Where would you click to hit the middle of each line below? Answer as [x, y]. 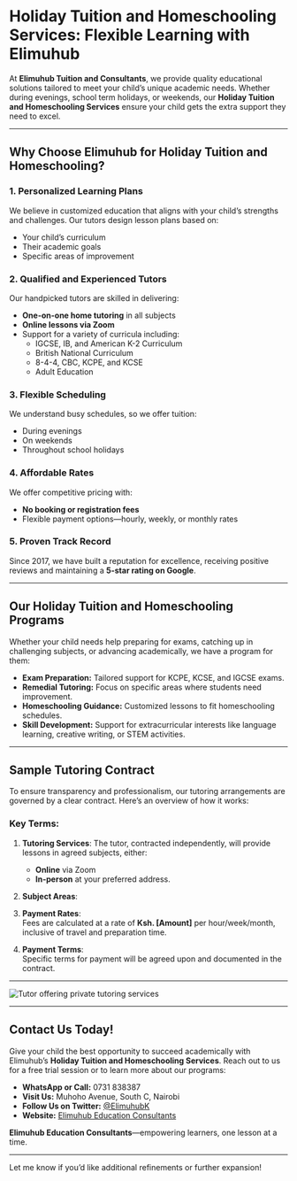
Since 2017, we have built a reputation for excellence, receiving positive [139, 560]
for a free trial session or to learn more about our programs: [118, 1069]
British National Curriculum [84, 352]
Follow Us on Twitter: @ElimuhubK [86, 1106]
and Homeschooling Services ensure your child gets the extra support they [148, 106]
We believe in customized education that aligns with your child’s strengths [144, 211]
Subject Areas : [49, 896]
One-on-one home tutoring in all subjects [99, 315]
